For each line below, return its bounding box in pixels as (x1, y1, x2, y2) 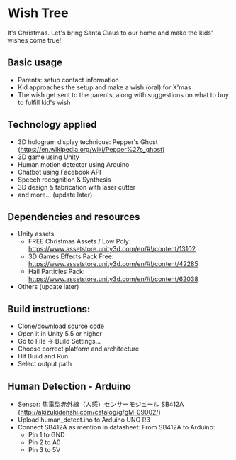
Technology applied (7, 119, 97, 131)
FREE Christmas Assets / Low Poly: (28, 237, 131, 246)
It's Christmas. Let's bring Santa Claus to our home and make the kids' (7, 28, 213, 37)
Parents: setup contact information (17, 75, 119, 84)
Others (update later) (17, 283, 79, 291)
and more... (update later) (17, 190, 93, 199)
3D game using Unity (17, 153, 79, 161)
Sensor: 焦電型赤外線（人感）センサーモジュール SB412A (17, 400, 184, 408)
